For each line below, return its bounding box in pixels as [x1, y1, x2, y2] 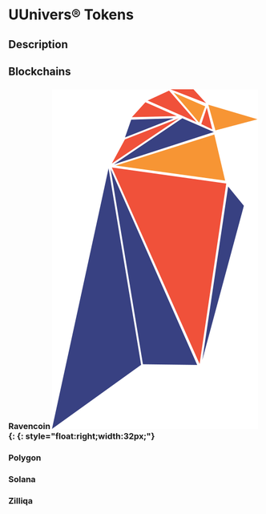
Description [8, 38, 68, 51]
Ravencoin [8, 420, 50, 431]
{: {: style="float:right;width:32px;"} [8, 431, 155, 442]
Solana [8, 473, 36, 484]
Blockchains [8, 64, 71, 78]
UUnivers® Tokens [8, 6, 135, 24]
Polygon [8, 451, 42, 463]
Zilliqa [8, 495, 34, 506]
